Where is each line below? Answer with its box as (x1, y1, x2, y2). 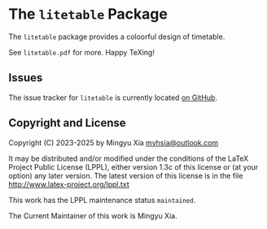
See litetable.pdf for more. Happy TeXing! (8, 47, 155, 57)
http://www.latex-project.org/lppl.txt (8, 179, 130, 189)
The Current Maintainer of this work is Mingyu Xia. (8, 210, 177, 220)
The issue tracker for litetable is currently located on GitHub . (8, 93, 218, 102)
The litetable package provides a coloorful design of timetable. (8, 32, 225, 41)
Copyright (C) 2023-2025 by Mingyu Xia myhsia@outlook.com (8, 137, 219, 147)
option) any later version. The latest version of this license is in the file (8, 171, 243, 180)
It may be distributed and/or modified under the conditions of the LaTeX (8, 153, 249, 163)
